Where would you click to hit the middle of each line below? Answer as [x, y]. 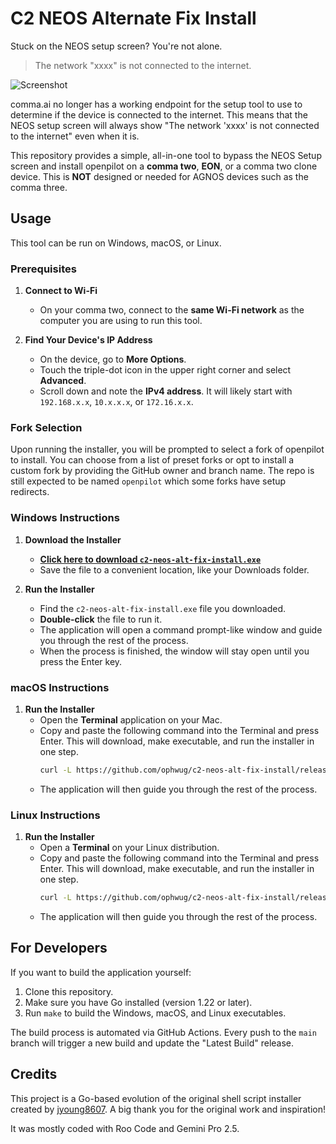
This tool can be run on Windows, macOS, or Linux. [116, 243]
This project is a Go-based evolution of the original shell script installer [156, 1098]
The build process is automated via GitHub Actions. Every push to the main [163, 1032]
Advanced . [63, 381]
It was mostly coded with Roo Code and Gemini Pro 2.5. [125, 1128]
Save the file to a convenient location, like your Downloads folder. [174, 569]
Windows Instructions [65, 518]
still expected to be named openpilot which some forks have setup [148, 481]
